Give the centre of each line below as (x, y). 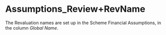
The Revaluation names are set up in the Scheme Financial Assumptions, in (83, 23)
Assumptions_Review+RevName (75, 9)
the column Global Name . (32, 28)
